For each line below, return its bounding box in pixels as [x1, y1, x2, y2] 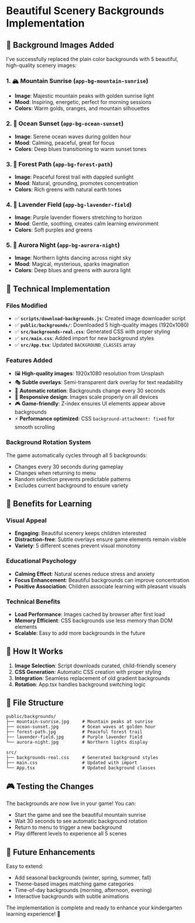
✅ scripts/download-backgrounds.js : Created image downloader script [14, 315, 186, 322]
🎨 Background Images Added [6, 40, 114, 50]
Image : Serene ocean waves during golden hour [14, 133, 132, 140]
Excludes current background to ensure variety [14, 482, 129, 489]
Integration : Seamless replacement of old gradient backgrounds [14, 674, 170, 682]
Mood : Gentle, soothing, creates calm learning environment [14, 220, 159, 227]
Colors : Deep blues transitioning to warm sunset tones [14, 145, 147, 152]
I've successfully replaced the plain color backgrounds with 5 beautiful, [6, 56, 179, 62]
